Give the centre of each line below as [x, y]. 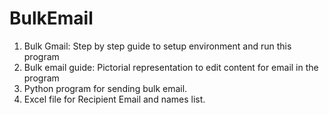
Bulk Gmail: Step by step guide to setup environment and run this [157, 46]
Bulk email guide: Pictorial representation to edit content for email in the [171, 67]
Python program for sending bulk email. [105, 88]
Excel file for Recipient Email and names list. [114, 99]
